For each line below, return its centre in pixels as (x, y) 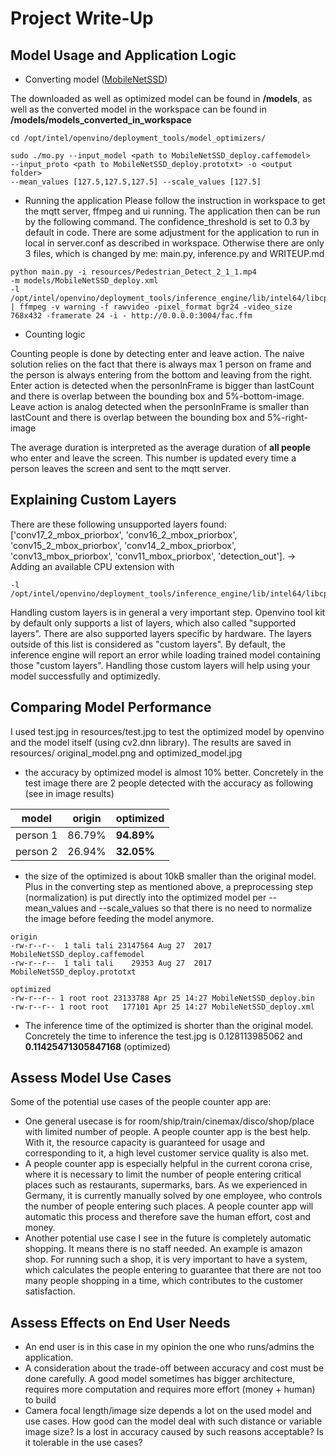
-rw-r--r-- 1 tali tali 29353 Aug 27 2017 (111, 963)
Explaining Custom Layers (93, 500)
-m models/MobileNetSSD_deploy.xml (84, 281)
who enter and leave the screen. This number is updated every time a (153, 458)
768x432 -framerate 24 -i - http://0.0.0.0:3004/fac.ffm (131, 316)
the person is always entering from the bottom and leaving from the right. (161, 375)
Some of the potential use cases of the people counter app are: (141, 1102)
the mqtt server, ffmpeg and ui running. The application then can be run (172, 211)
